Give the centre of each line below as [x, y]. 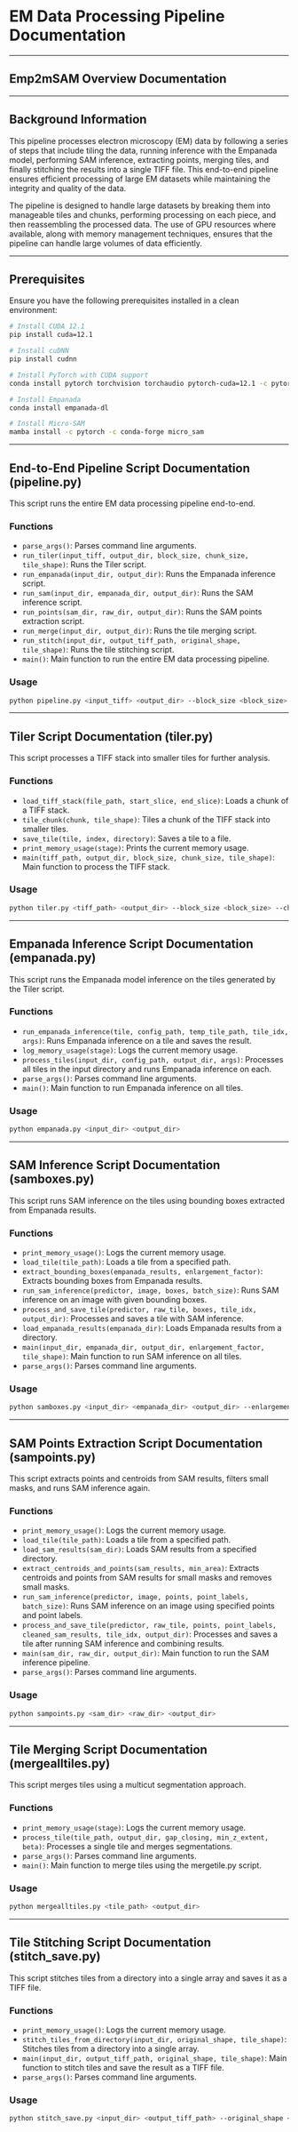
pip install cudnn [43, 359]
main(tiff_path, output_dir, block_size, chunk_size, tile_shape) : [148, 857]
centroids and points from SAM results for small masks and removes [147, 1578]
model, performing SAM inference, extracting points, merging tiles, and [139, 160]
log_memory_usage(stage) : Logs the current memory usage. [130, 1050]
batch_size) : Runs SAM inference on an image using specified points [148, 1606]
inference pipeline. [56, 1663]
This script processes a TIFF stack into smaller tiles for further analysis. [140, 758]
